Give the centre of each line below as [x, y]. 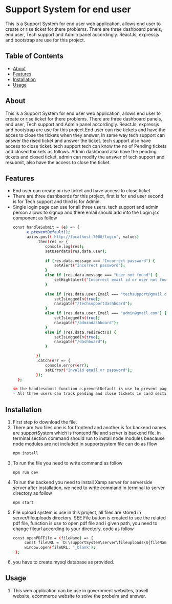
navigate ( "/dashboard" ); [81, 342]
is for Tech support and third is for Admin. [57, 202]
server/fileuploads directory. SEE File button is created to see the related [89, 518]
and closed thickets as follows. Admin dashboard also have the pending [81, 151]
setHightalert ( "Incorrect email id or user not [106, 280]
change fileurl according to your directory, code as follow [73, 529]
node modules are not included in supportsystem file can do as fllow [85, 444]
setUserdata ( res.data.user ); [76, 251]
